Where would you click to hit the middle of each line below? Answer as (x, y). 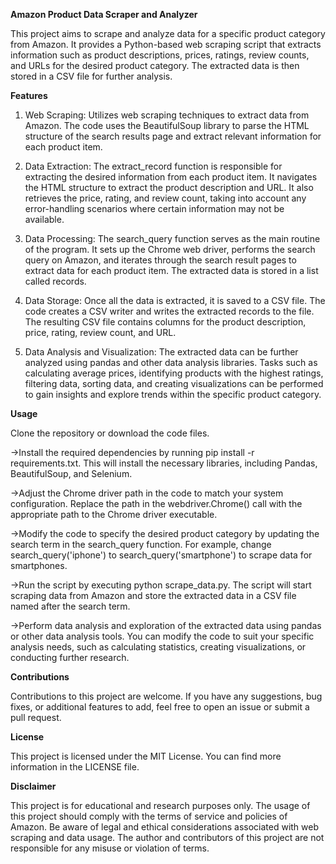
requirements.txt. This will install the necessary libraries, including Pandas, (164, 463)
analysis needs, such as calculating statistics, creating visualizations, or (158, 647)
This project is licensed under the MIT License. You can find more (146, 756)
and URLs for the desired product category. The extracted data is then (155, 65)
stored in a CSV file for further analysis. (91, 76)
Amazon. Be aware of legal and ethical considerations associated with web (165, 827)
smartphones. (39, 565)
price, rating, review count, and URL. (100, 332)
